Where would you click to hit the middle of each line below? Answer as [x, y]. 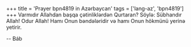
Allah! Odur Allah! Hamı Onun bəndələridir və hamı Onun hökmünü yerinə [96, 21]
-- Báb [14, 38]
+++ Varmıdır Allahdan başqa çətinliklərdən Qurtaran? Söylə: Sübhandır [94, 15]
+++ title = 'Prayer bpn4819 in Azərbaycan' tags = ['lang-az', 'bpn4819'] [95, 9]
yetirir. [14, 27]
